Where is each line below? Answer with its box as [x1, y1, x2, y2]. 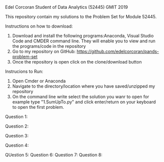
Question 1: [5, 114, 28, 120]
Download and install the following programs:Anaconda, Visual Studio [12, 33, 154, 38]
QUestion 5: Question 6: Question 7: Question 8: [5, 152, 102, 158]
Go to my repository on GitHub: [12, 49, 76, 54]
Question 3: [5, 133, 29, 138]
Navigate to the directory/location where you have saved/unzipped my [12, 83, 155, 89]
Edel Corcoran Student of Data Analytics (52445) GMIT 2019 [5, 4, 128, 10]
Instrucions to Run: [5, 68, 43, 74]
